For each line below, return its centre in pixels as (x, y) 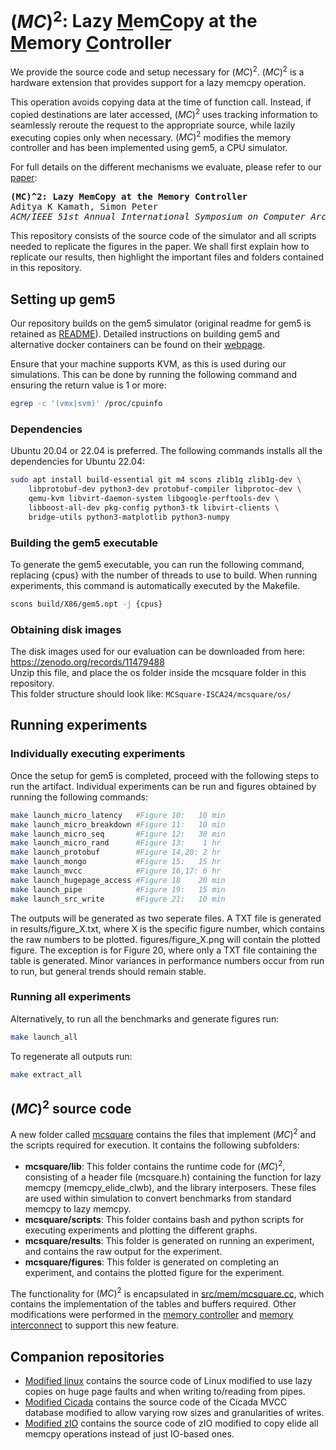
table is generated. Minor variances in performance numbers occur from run (167, 960)
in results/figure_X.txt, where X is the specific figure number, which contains (167, 928)
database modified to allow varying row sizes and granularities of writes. (174, 1413)
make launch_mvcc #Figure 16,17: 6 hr (116, 871)
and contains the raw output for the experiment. (123, 1251)
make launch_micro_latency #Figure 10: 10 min (118, 815)
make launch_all (44, 1037)
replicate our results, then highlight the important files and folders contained (167, 257)
